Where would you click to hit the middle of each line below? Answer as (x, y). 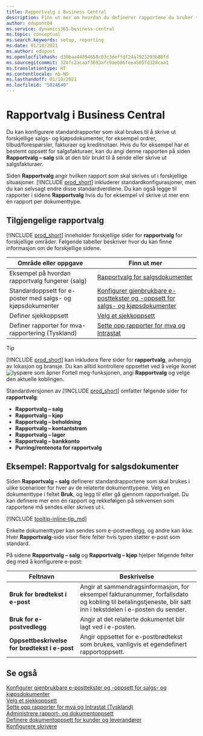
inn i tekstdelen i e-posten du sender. (134, 609)
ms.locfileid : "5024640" (37, 85)
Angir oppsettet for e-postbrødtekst (131, 637)
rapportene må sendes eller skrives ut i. (56, 507)
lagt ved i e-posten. (108, 626)
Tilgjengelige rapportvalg (55, 221)
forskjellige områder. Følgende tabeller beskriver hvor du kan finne (89, 241)
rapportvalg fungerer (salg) (48, 280)
